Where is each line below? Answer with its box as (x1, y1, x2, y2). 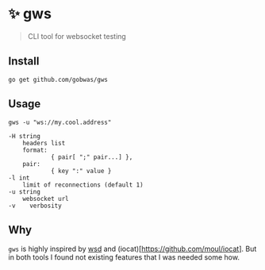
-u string (8, 187, 41, 195)
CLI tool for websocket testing (27, 31, 127, 40)
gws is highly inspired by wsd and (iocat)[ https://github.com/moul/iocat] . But (8, 244, 257, 254)
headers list (22, 139, 66, 147)
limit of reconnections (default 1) (22, 180, 144, 189)
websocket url (22, 195, 69, 202)
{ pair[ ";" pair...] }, (50, 152, 133, 161)
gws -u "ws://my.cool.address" (8, 118, 112, 126)
